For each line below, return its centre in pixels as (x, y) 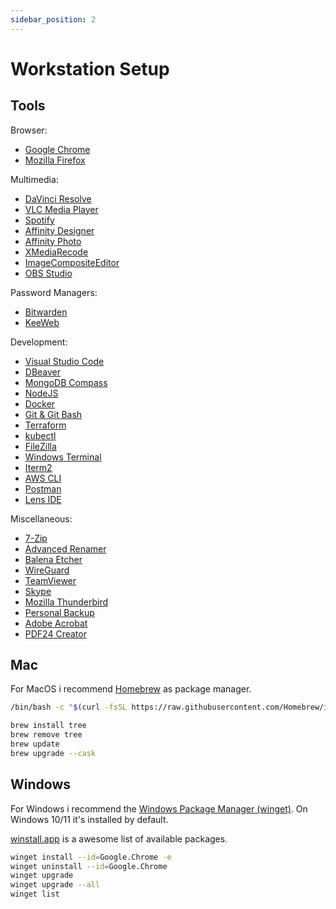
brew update (35, 744)
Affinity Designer (59, 230)
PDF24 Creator (55, 633)
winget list (35, 894)
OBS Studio (48, 273)
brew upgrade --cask (53, 753)
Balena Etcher (53, 559)
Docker (40, 403)
